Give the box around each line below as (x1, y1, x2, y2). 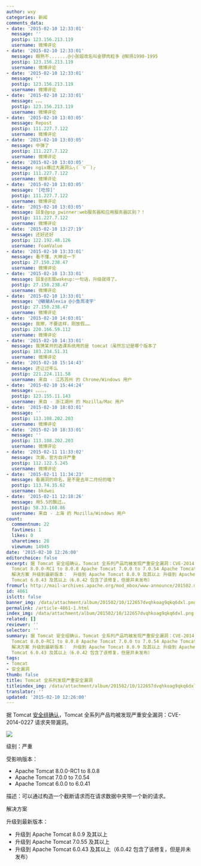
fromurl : (6, 583, 28, 589)
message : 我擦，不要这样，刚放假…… (11, 321, 90, 327)
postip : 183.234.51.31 (11, 349, 68, 355)
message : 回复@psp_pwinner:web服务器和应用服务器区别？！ (11, 209, 145, 216)
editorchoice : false (6, 555, 58, 561)
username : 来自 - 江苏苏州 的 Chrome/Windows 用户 (11, 376, 133, 382)
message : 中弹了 (11, 142, 50, 149)
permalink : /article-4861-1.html (6, 605, 90, 611)
